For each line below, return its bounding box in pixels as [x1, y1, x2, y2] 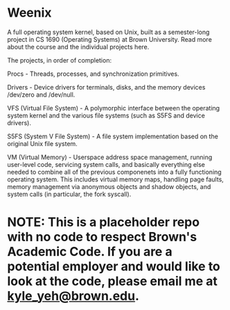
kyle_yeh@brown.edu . [7, 288, 140, 304]
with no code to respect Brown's [7, 229, 197, 245]
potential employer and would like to [7, 259, 220, 275]
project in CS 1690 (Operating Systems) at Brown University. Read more [7, 35, 213, 43]
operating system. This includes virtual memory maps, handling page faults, [7, 175, 224, 183]
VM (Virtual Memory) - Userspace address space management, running [7, 153, 213, 161]
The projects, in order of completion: [7, 56, 112, 64]
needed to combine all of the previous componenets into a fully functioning [7, 168, 222, 176]
